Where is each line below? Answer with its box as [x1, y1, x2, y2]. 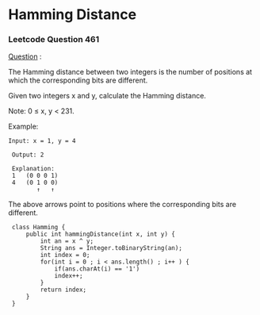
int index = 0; [40, 252, 90, 259]
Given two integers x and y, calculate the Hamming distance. [8, 91, 206, 101]
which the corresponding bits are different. [8, 75, 148, 85]
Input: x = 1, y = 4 [8, 137, 77, 145]
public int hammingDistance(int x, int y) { [25, 230, 176, 239]
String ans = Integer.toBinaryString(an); [40, 244, 182, 252]
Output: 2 [11, 151, 44, 159]
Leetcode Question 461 [8, 34, 100, 45]
